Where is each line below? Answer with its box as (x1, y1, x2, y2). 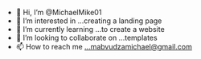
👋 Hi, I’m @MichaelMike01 (15, 8, 102, 17)
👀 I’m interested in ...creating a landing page (15, 16, 162, 26)
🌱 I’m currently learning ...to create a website (15, 25, 165, 33)
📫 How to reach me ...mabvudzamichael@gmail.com (15, 42, 193, 51)
